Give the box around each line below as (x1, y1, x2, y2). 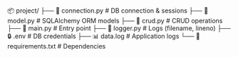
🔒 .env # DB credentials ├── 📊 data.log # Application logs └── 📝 (7, 32, 201, 40)
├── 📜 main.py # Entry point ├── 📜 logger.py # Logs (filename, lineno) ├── (7, 24, 232, 32)
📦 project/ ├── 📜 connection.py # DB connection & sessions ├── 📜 (7, 6, 209, 15)
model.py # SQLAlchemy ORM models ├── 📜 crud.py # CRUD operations (7, 17, 223, 25)
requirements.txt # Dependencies (7, 42, 106, 50)
